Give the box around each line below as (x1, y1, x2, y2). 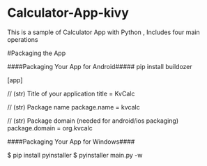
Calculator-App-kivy (7, 5, 129, 21)
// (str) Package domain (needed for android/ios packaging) (7, 116, 179, 125)
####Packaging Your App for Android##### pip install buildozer (7, 62, 193, 70)
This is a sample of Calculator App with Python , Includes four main (7, 28, 200, 36)
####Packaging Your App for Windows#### (7, 137, 135, 146)
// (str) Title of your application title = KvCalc (7, 89, 135, 98)
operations (7, 35, 38, 43)
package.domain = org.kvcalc (7, 123, 93, 132)
